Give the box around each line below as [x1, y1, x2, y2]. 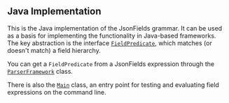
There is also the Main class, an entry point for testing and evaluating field [7, 80, 219, 89]
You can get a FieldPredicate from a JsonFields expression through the [7, 59, 215, 68]
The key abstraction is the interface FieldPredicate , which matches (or [7, 38, 212, 47]
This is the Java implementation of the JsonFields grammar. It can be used [7, 24, 223, 32]
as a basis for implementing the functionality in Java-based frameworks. [7, 31, 216, 40]
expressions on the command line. [7, 88, 106, 96]
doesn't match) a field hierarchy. [7, 46, 102, 54]
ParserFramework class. [7, 67, 74, 75]
